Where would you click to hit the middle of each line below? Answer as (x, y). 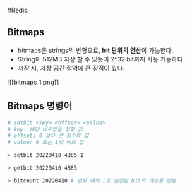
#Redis (18, 10)
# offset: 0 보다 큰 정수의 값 (48, 136)
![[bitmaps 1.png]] (33, 82)
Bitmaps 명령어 (40, 106)
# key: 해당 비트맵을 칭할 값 (45, 129)
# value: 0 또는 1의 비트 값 (46, 143)
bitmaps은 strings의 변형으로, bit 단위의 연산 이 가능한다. (95, 50)
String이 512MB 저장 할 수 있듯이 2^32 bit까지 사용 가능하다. (101, 59)
